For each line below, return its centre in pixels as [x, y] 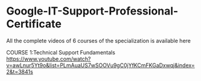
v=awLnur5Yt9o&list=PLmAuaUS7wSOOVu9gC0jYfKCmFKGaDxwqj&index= [101, 65]
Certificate [34, 24]
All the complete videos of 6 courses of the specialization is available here [99, 40]
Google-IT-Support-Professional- [92, 11]
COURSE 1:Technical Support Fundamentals [61, 52]
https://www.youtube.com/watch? [49, 59]
